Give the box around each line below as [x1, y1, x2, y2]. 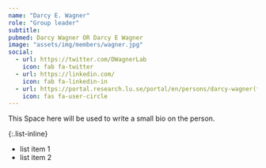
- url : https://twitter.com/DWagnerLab [15, 56, 147, 64]
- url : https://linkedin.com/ [15, 70, 115, 78]
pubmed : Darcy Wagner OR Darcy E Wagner [8, 33, 144, 42]
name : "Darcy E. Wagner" [8, 11, 90, 20]
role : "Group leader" [8, 19, 80, 27]
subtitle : [8, 26, 41, 34]
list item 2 [19, 153, 52, 162]
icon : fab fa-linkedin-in [22, 77, 108, 85]
